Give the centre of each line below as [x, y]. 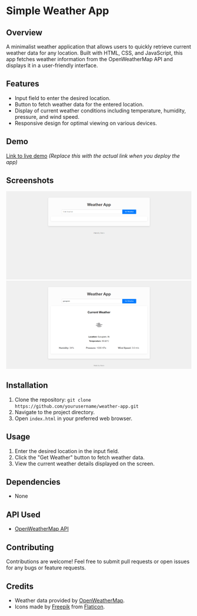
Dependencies [33, 482]
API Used [24, 515]
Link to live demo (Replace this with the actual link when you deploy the [93, 156]
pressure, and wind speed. [47, 116]
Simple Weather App [58, 11]
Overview [24, 33]
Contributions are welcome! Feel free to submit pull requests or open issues [98, 562]
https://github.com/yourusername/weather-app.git [77, 406]
